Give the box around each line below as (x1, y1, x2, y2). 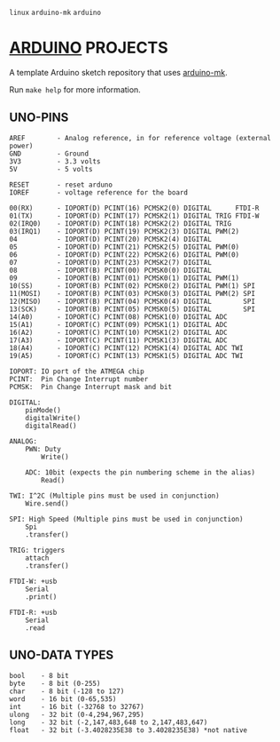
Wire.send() (25, 499, 69, 508)
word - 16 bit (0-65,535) (9, 694, 117, 704)
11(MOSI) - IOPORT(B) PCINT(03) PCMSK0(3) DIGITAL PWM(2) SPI (9, 289, 255, 298)
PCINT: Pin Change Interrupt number (9, 374, 149, 384)
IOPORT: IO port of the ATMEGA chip (9, 367, 144, 376)
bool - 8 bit (9, 671, 69, 680)
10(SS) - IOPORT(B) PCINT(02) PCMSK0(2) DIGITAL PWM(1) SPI (9, 281, 255, 291)
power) (9, 141, 34, 150)
